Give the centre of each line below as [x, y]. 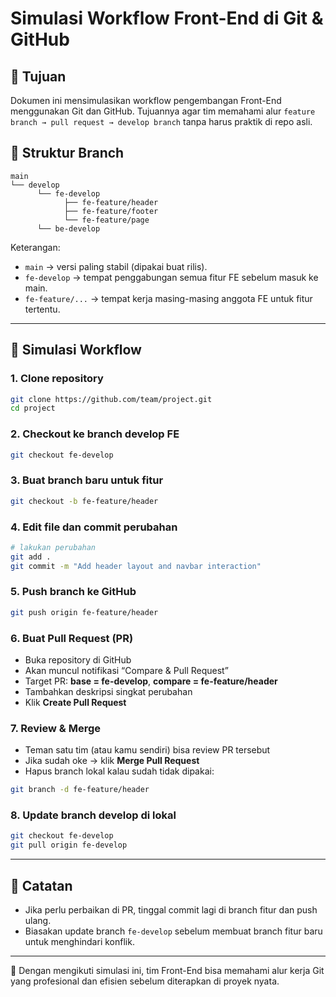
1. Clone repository [57, 379]
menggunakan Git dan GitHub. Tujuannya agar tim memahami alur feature [163, 111]
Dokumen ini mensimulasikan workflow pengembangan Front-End [146, 100]
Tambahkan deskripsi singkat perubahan [108, 691]
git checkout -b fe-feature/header [84, 501]
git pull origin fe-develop [69, 845]
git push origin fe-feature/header [84, 612]
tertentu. [42, 309]
